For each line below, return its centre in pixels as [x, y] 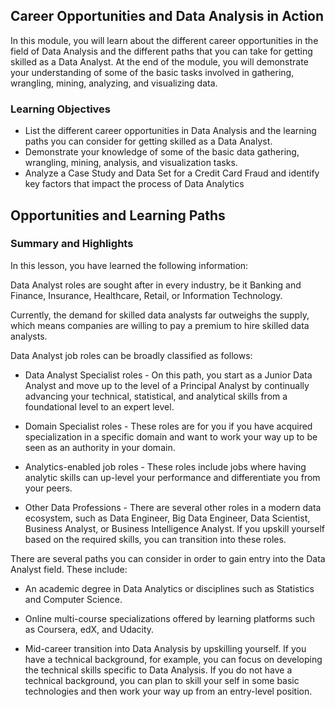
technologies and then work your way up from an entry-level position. [168, 691]
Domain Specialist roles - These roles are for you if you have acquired [168, 426]
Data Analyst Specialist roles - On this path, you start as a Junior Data [168, 375]
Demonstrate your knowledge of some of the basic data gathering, [162, 152]
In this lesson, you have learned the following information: [129, 265]
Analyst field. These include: [69, 569]
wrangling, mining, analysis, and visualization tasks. [131, 163]
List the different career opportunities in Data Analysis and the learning [170, 131]
